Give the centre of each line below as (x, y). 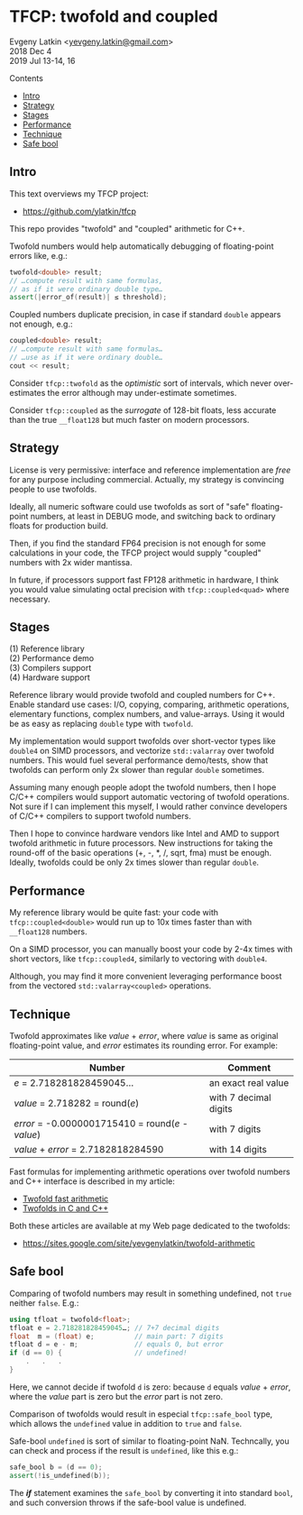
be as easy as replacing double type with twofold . (101, 724)
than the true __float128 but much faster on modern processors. (129, 419)
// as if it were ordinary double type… (87, 289)
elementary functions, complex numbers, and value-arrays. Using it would (147, 714)
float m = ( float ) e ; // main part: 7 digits (116, 1336)
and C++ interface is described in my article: (92, 1181)
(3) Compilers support (50, 668)
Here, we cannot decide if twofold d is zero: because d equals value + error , (150, 1387)
